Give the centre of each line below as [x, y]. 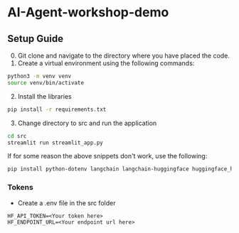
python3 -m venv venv [39, 76]
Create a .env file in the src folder [67, 202]
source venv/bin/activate [46, 82]
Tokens [20, 188]
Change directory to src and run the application [87, 123]
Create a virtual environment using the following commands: [106, 63]
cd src [17, 136]
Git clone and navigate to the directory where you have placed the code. [123, 55]
